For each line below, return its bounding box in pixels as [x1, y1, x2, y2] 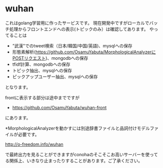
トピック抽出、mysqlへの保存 [12, 67, 72, 73]
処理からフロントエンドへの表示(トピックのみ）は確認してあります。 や [9, 26, 154, 32]
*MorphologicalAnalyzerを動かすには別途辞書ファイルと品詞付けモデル [5, 125, 150, 131]
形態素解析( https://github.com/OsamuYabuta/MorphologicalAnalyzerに [12, 49, 156, 55]
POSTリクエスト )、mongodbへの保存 [12, 55, 89, 61]
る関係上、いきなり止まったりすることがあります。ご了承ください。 [5, 158, 143, 164]
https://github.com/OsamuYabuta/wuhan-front [12, 104, 107, 110]
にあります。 [5, 115, 31, 121]
